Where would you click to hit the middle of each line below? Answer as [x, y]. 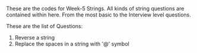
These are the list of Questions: [45, 26]
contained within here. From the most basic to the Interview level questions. [99, 15]
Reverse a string [35, 37]
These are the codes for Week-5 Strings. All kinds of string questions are [95, 9]
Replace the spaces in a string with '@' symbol [72, 44]
